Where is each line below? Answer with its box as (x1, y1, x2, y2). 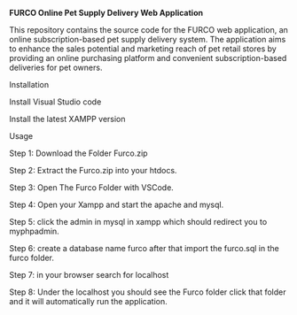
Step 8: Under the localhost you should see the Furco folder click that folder (9, 287, 286, 297)
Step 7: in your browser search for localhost (9, 270, 169, 280)
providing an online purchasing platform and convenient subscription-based (9, 53, 287, 63)
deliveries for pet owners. (9, 62, 103, 73)
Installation (9, 80, 50, 89)
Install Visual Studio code (9, 96, 102, 107)
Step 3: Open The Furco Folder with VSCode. (9, 182, 175, 193)
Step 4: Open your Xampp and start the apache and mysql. (9, 199, 224, 210)
